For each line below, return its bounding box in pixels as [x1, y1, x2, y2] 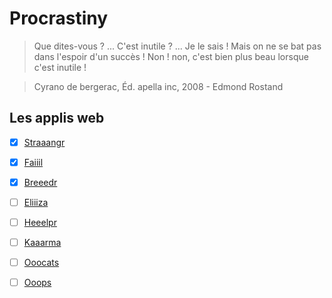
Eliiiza [23, 196, 49, 208]
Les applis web [9, 110, 105, 127]
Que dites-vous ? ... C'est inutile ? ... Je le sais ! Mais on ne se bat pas [33, 40, 322, 52]
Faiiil [23, 156, 44, 168]
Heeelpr [23, 217, 57, 228]
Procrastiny [9, 7, 109, 30]
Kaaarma [23, 237, 62, 249]
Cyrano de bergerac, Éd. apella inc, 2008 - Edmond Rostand [33, 80, 284, 92]
